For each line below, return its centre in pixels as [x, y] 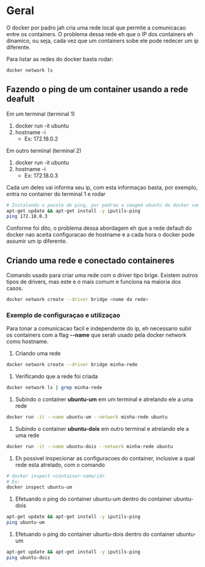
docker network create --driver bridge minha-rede [72, 365]
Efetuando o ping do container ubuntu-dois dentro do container [95, 535]
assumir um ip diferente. [37, 241]
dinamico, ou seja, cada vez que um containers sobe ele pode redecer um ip [103, 40]
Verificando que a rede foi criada [56, 376]
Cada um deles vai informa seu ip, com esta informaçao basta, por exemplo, [102, 187]
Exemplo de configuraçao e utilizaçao [63, 315]
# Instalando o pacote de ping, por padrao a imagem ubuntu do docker [98, 205]
